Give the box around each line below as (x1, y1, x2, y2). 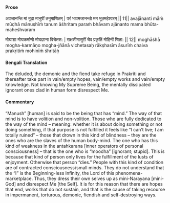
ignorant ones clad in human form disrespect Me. (5, 87, 109, 93)
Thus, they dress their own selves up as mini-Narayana (34, 175, 151, 182)
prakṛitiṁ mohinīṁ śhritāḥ (5, 48, 60, 54)
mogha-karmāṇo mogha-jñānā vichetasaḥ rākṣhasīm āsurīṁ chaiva (5, 42, 148, 49)
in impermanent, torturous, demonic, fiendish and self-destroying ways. (5, 192, 157, 198)
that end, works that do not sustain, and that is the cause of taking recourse (5, 186, 165, 192)
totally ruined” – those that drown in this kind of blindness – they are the (5, 132, 157, 138)
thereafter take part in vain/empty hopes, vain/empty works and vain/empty (5, 76, 165, 82)
